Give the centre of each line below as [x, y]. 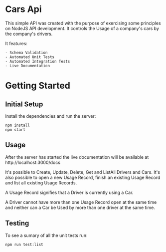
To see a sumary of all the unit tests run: [46, 235]
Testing [17, 223]
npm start [15, 130]
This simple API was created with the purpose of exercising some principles [83, 23]
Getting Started [38, 86]
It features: [16, 43]
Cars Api [23, 9]
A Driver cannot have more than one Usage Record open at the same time [81, 202]
